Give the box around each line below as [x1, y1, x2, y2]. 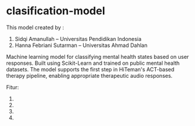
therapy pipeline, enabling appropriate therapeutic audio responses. [6, 72, 173, 79]
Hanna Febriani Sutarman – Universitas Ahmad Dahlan [14, 42, 147, 49]
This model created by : [6, 24, 64, 31]
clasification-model [6, 4, 105, 18]
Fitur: [6, 83, 19, 90]
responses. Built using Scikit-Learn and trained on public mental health [6, 59, 180, 67]
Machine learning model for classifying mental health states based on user [6, 53, 189, 60]
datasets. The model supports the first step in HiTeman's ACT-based [6, 65, 175, 73]
